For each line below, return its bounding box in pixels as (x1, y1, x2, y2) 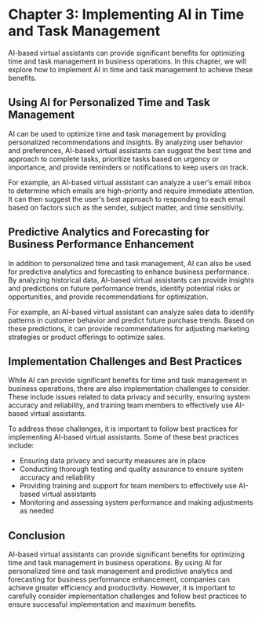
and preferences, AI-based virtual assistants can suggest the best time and (8, 145, 252, 155)
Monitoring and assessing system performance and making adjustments (19, 498, 253, 507)
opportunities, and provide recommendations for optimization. (8, 292, 209, 301)
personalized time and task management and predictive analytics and (8, 567, 233, 576)
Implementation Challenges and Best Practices (8, 355, 242, 368)
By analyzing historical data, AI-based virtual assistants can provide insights (8, 275, 255, 284)
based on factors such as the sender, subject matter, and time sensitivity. (8, 203, 245, 212)
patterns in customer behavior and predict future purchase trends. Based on (8, 316, 255, 325)
